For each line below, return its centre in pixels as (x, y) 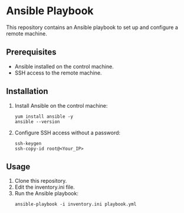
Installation (27, 91)
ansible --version (37, 122)
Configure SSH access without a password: (68, 133)
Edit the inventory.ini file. (45, 187)
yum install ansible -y (44, 117)
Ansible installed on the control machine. (64, 66)
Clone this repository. (41, 181)
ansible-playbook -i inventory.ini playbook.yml (75, 204)
